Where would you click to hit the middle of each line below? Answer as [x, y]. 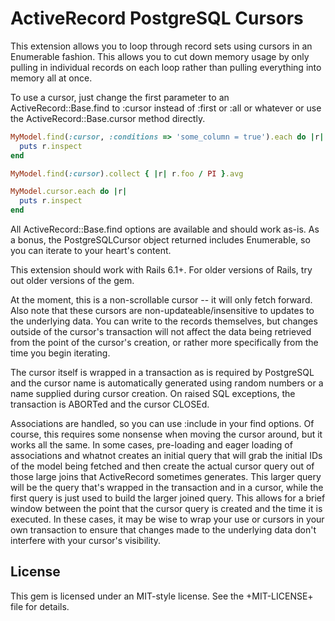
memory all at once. [51, 78]
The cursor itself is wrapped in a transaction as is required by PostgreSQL [162, 373]
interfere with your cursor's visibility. [85, 541]
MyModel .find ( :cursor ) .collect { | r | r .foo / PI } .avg [127, 173]
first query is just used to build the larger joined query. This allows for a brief [168, 498]
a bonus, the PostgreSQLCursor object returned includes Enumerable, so [160, 240]
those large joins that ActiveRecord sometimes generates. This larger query [166, 477]
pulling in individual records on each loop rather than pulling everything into [166, 67]
